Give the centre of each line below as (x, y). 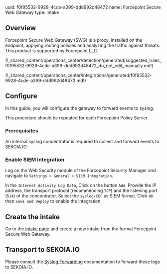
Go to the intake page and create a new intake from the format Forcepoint (81, 229)
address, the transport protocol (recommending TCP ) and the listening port (81, 190)
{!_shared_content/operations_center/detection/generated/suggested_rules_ (83, 60)
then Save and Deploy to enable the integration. (54, 201)
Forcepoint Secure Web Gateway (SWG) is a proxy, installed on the (74, 40)
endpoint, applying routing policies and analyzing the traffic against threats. (83, 45)
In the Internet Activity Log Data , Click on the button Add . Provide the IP (81, 185)
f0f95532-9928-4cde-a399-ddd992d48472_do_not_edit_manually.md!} (79, 65)
